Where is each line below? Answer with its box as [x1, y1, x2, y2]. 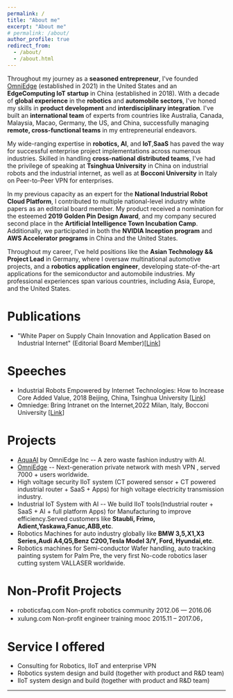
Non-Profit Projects [7, 583, 122, 599]
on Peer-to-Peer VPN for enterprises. [7, 176, 114, 185]
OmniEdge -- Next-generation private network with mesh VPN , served [17, 463, 221, 471]
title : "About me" [7, 17, 60, 24]
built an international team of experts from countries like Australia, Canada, [7, 111, 224, 119]
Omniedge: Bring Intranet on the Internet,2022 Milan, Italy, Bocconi [17, 400, 209, 409]
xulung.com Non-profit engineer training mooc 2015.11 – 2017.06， [17, 614, 207, 622]
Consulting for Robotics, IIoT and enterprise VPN [17, 662, 157, 670]
